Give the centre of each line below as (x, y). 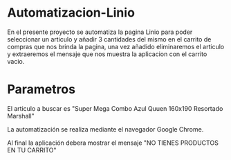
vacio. (16, 61)
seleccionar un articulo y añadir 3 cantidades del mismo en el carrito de (109, 39)
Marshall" (21, 116)
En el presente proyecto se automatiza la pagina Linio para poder (100, 32)
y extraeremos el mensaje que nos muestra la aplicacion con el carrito (107, 54)
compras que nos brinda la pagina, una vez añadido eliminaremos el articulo (116, 46)
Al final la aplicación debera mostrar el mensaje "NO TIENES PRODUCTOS (113, 143)
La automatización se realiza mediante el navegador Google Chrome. (105, 129)
